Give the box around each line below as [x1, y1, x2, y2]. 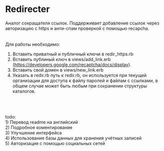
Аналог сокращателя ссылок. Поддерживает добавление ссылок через [5, 20, 159, 26]
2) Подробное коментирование [5, 124, 73, 130]
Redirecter [5, 3, 50, 15]
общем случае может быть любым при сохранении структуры [12, 82, 147, 88]
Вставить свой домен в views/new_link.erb [12, 66, 104, 73]
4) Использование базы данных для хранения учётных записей [5, 135, 142, 141]
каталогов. [12, 88, 36, 94]
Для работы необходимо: [5, 41, 60, 47]
